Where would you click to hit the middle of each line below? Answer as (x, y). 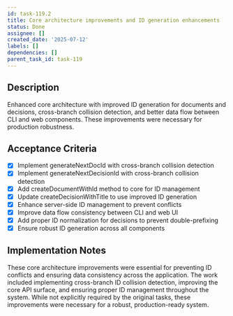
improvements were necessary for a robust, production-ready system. (108, 304)
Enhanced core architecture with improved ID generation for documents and (117, 104)
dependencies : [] (32, 53)
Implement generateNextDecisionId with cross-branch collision (108, 173)
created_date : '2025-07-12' (48, 40)
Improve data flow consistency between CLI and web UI (98, 212)
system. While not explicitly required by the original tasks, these (99, 297)
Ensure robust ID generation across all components (91, 228)
